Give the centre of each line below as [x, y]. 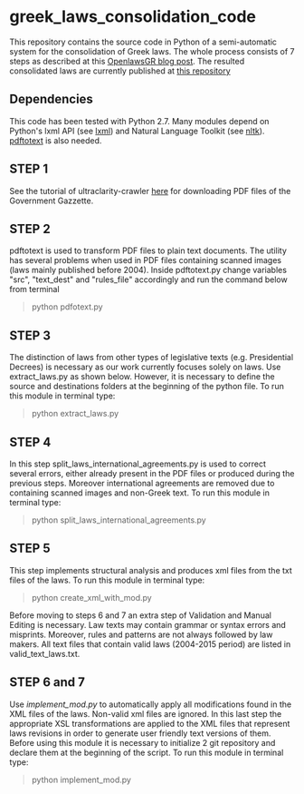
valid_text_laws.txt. [45, 653]
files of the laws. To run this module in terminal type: [107, 580]
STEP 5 [30, 549]
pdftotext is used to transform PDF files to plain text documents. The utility [148, 250]
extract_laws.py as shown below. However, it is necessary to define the [142, 377]
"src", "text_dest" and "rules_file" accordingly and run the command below [148, 279]
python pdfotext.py [67, 307]
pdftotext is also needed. [56, 140]
